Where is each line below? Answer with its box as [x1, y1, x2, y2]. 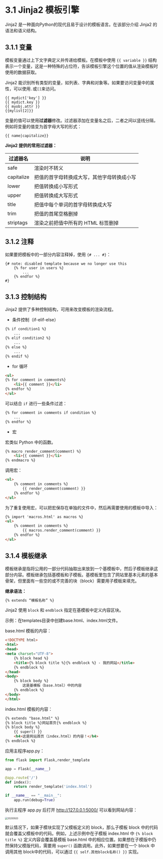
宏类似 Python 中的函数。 [5, 439, 56, 445]
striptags [7, 219, 28, 226]
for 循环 [12, 363, 28, 369]
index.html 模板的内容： [5, 706, 53, 712]
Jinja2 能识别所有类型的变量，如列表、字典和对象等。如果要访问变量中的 [5, 79, 150, 85]
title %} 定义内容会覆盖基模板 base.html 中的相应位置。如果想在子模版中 [5, 837, 152, 842]
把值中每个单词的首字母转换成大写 [33, 201, 112, 208]
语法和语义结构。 [5, 27, 39, 33]
